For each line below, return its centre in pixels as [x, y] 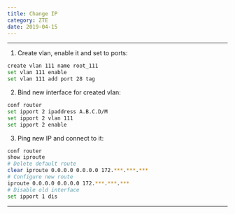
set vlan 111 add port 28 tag [51, 79]
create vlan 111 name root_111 [53, 66]
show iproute [26, 157]
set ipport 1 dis [33, 197]
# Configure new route [40, 177]
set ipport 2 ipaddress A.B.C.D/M [58, 112]
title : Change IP [33, 14]
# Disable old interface [43, 190]
